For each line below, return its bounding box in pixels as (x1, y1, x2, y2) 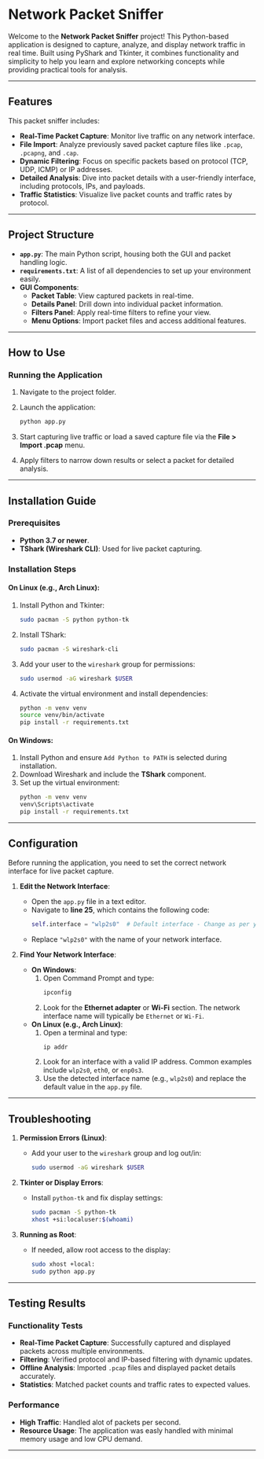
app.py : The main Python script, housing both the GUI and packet (19, 249, 231, 259)
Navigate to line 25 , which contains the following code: (31, 905, 210, 914)
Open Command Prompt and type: (42, 973, 155, 983)
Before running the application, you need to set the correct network (8, 858, 226, 867)
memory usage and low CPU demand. (19, 1434, 143, 1443)
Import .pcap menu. (19, 440, 86, 450)
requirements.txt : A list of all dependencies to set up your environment (19, 266, 251, 275)
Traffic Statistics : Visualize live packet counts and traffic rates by (19, 189, 233, 199)
